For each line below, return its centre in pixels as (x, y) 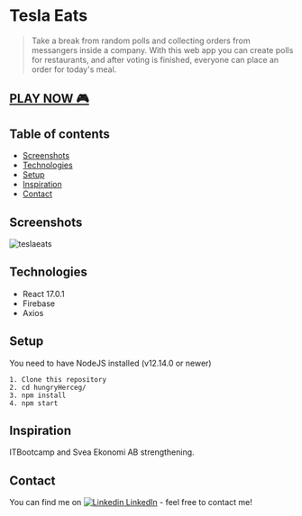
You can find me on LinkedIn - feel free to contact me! (131, 502)
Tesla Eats (49, 16)
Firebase (39, 303)
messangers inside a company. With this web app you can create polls (162, 50)
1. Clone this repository (58, 379)
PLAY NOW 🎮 (50, 99)
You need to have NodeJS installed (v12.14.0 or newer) (110, 363)
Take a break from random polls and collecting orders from (141, 41)
